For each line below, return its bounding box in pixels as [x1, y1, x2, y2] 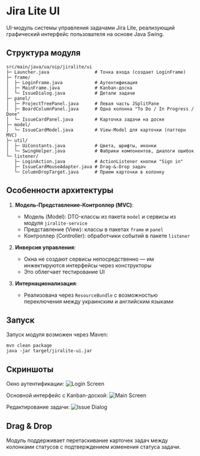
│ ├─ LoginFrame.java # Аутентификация [6, 79, 138, 85]
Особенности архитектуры [6, 185, 114, 196]
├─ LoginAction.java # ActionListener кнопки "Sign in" [14, 158, 184, 165]
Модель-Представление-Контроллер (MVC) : [14, 201, 134, 208]
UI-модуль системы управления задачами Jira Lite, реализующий [6, 24, 175, 31]
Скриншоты [6, 364, 54, 374]
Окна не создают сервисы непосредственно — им [23, 255, 154, 263]
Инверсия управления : [14, 243, 76, 251]
